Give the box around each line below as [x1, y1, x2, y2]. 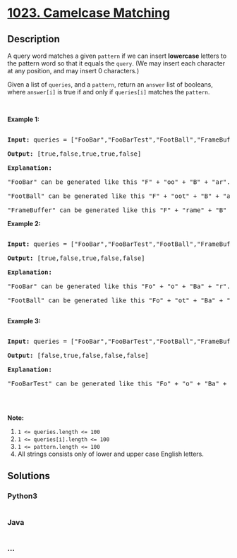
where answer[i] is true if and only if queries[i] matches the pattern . [7, 88, 210, 96]
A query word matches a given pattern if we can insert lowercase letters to [7, 51, 227, 60]
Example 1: [7, 115, 40, 123]
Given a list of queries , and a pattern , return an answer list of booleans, [7, 80, 213, 89]
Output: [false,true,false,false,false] [7, 352, 150, 359]
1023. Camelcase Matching [7, 5, 171, 21]
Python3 [7, 491, 37, 501]
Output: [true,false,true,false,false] [7, 254, 145, 262]
